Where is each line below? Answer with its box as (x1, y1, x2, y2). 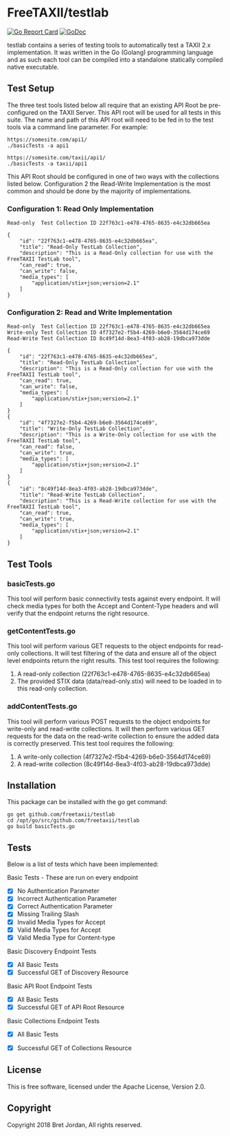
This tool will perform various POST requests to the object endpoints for (7, 717, 211, 726)
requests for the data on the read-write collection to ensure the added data (7, 732, 220, 740)
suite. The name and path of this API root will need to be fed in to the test (7, 115, 214, 124)
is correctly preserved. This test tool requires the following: (7, 739, 174, 747)
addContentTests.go (7, 702, 78, 711)
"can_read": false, (19, 443, 76, 451)
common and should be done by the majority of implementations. (7, 187, 192, 195)
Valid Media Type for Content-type (16, 933, 115, 942)
